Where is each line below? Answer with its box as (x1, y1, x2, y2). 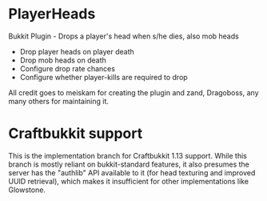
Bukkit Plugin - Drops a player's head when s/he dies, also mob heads (8, 31, 240, 41)
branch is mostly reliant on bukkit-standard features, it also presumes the (8, 159, 249, 169)
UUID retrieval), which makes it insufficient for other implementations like (8, 176, 249, 186)
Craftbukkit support (8, 125, 143, 143)
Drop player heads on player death (19, 46, 134, 56)
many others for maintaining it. (8, 96, 110, 106)
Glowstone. (8, 185, 46, 195)
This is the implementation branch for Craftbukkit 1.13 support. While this (8, 151, 248, 160)
